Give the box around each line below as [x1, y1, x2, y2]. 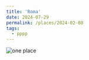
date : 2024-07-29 [6, 14, 49, 20]
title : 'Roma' [6, 8, 42, 15]
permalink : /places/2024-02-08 [6, 20, 84, 26]
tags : [6, 25, 20, 31]
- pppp [11, 31, 28, 37]
